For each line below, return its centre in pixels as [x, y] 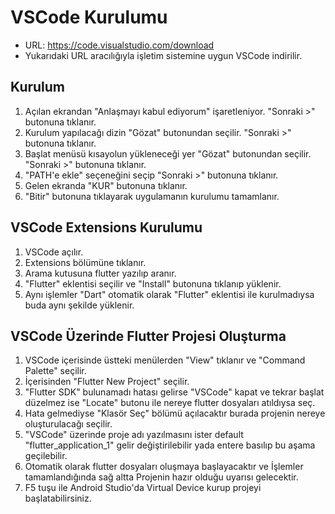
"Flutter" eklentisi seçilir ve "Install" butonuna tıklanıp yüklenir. [153, 283]
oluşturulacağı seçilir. [68, 424]
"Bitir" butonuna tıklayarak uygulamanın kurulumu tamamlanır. [152, 196]
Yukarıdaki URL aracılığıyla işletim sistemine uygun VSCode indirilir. [163, 55]
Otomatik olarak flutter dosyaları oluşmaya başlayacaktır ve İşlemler [164, 467]
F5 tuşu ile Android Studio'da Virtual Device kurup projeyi [143, 488]
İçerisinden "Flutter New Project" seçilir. [107, 382]
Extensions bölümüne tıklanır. [85, 262]
